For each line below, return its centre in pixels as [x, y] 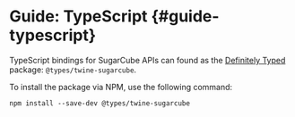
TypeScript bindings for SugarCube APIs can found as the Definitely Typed [147, 60]
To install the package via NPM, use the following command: [121, 87]
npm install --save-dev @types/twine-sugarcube [100, 103]
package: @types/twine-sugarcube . [73, 70]
